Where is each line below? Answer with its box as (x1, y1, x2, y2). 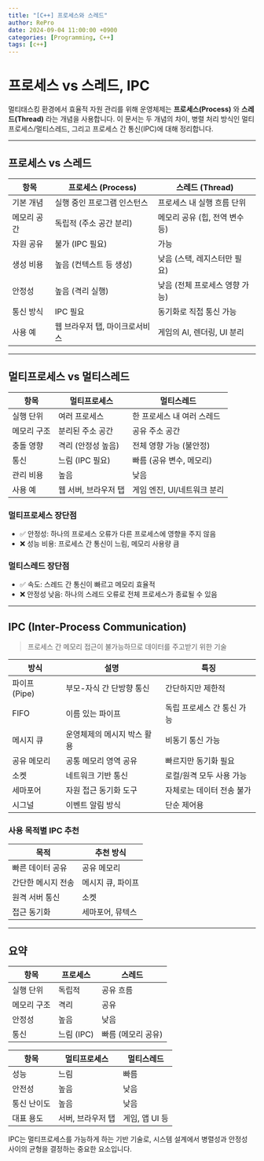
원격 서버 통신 (12, 892, 60, 903)
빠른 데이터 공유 (12, 863, 68, 873)
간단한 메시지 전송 (12, 877, 75, 888)
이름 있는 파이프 (65, 709, 121, 720)
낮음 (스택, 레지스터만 (157, 253, 233, 264)
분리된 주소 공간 (57, 425, 114, 436)
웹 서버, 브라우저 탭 (57, 484, 125, 495)
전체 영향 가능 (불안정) (132, 440, 211, 451)
